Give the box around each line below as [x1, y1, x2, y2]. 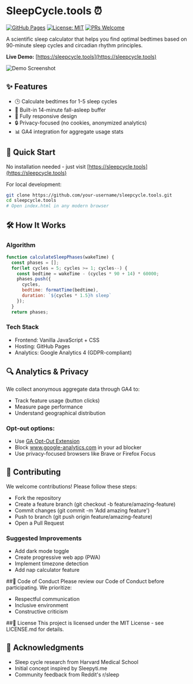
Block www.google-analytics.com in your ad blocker [14, 444, 142, 451]
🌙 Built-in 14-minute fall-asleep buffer [14, 106, 106, 113]
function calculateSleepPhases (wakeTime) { [6, 254, 115, 260]
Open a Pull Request [14, 519, 65, 526]
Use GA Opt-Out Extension [14, 437, 80, 444]
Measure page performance [14, 403, 84, 410]
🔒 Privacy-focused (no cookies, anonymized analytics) [14, 119, 147, 126]
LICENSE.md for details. [6, 626, 64, 633]
